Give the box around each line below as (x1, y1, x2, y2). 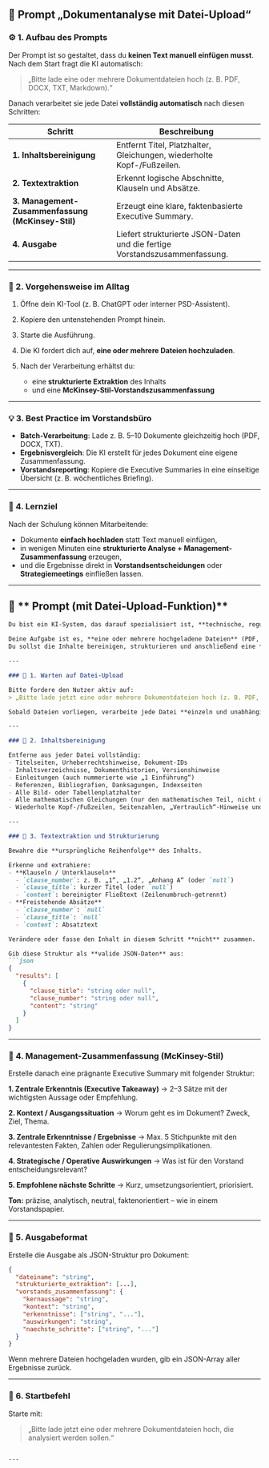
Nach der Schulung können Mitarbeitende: (8, 519, 149, 529)
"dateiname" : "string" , (15, 1273, 94, 1281)
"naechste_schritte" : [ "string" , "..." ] (22, 1325, 159, 1333)
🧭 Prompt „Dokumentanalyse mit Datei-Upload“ (8, 8, 251, 22)
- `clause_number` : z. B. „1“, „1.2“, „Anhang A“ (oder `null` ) (15, 876, 235, 884)
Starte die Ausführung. (19, 330, 95, 340)
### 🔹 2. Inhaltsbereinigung (8, 737, 106, 745)
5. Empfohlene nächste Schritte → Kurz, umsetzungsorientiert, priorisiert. (8, 1180, 254, 1190)
